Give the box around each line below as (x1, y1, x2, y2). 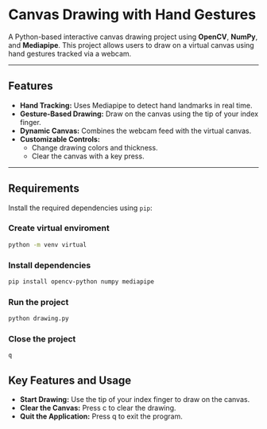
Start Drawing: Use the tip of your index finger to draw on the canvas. (19, 395, 250, 404)
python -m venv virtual (8, 240, 87, 248)
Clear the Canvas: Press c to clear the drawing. (19, 404, 176, 413)
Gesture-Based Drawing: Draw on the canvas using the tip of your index (19, 109, 259, 119)
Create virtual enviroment (8, 223, 110, 234)
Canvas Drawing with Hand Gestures (8, 6, 257, 24)
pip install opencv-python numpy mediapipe (8, 278, 155, 286)
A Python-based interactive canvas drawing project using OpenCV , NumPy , (8, 32, 258, 41)
